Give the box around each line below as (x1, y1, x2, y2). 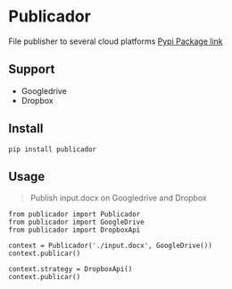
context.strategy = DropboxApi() (8, 265, 133, 274)
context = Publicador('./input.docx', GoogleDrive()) (8, 242, 213, 251)
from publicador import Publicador (8, 210, 141, 219)
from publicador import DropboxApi (8, 225, 141, 234)
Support (8, 62, 55, 77)
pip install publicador (8, 145, 97, 154)
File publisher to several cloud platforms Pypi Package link (8, 36, 224, 47)
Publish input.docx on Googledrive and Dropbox (29, 192, 207, 203)
